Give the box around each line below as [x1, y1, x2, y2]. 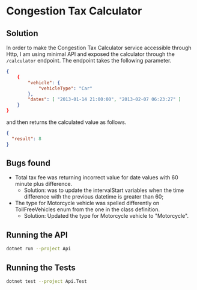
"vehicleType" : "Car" [38, 85, 93, 91]
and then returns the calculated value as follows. [6, 119, 127, 126]
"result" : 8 [11, 135, 42, 142]
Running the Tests [6, 262, 76, 273]
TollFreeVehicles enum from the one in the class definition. [14, 206, 160, 213]
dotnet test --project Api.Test [6, 278, 87, 284]
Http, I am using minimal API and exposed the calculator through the [6, 51, 175, 58]
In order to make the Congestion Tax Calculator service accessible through [6, 44, 192, 51]
